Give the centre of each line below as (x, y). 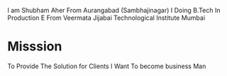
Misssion (35, 47)
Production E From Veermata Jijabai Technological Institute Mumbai (106, 18)
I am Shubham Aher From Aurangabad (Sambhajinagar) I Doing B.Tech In (114, 10)
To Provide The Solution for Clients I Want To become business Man (107, 66)
